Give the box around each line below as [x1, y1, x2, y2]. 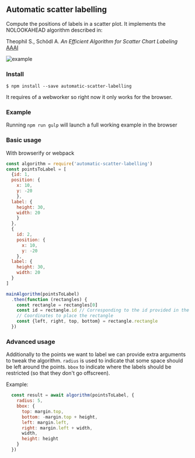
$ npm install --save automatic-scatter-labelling [6, 83, 132, 90]
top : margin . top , [21, 408, 64, 415]
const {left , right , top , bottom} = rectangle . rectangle [16, 319, 158, 324]
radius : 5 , [16, 398, 43, 404]
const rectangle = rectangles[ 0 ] [16, 302, 98, 308]
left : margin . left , [21, 419, 69, 425]
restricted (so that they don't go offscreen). [6, 370, 110, 377]
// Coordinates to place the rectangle [16, 313, 114, 319]
